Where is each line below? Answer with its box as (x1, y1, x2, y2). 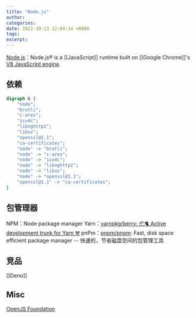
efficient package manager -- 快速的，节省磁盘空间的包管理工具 (6, 237, 164, 244)
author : (6, 14, 26, 20)
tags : (6, 31, 20, 37)
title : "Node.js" (6, 8, 50, 15)
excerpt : (6, 37, 28, 43)
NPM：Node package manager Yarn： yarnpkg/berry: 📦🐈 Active (6, 220, 166, 227)
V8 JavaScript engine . (6, 60, 61, 68)
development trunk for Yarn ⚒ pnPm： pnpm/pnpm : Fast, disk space (6, 229, 174, 237)
